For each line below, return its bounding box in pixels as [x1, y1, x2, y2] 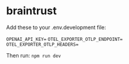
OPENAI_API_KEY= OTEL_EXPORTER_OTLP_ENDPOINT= [6, 36, 123, 42]
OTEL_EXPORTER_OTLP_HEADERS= [6, 41, 79, 47]
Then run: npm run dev [6, 52, 62, 59]
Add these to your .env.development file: [6, 24, 106, 31]
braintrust [6, 4, 57, 18]
